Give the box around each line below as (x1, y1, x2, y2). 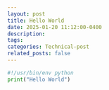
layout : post (7, 10, 46, 18)
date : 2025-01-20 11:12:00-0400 (7, 23, 102, 30)
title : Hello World (7, 17, 65, 24)
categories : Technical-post (7, 43, 90, 50)
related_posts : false (7, 50, 71, 57)
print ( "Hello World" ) (7, 76, 71, 83)
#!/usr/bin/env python (7, 69, 74, 77)
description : (7, 30, 46, 38)
